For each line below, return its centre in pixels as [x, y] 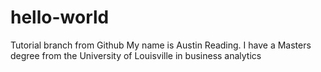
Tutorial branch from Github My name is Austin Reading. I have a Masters [161, 45]
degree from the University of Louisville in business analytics [136, 55]
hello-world [60, 17]
